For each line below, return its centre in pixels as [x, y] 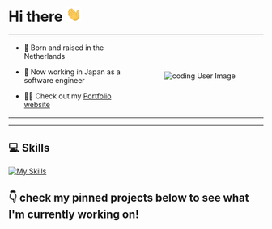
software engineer [54, 80]
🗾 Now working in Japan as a [72, 72]
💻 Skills [29, 148]
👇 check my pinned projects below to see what [129, 197]
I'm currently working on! [74, 214]
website [37, 104]
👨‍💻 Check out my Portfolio [68, 96]
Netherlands [45, 56]
